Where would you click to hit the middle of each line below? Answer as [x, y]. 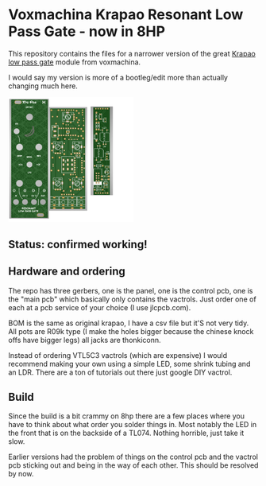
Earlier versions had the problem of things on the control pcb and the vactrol [133, 457]
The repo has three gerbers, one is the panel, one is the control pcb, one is [131, 290]
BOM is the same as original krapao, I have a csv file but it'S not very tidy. [129, 323]
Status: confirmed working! [78, 244]
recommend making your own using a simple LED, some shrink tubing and [129, 364]
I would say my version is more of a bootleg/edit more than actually [118, 77]
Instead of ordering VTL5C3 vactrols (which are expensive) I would [118, 355]
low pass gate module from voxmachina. [75, 62]
